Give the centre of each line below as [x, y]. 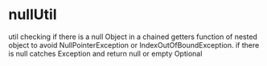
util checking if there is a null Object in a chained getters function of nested [133, 37]
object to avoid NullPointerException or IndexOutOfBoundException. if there [134, 45]
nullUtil [33, 15]
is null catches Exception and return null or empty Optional [105, 53]
